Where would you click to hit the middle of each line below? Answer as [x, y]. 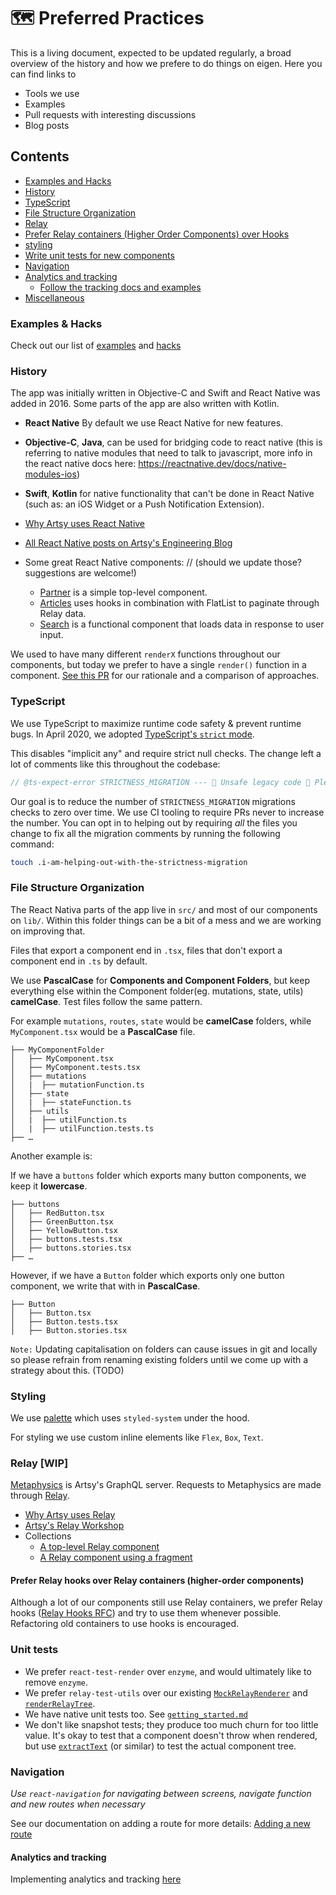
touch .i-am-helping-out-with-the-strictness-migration [129, 862]
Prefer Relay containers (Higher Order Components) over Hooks [157, 234]
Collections [48, 1536]
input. [51, 635]
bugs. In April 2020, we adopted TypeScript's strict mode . [132, 734]
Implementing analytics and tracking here [96, 1879]
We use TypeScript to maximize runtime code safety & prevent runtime [156, 723]
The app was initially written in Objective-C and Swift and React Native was [165, 393]
